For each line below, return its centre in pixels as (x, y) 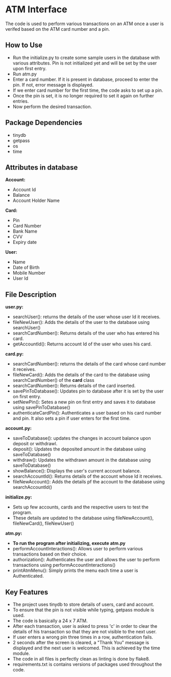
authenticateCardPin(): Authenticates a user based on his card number (87, 413)
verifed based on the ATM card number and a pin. (58, 29)
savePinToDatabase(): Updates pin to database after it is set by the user (88, 391)
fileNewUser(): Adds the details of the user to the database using (81, 322)
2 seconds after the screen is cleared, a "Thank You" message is (81, 642)
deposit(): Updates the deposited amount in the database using (79, 449)
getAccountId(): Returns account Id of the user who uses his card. (82, 344)
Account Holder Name (36, 200)
